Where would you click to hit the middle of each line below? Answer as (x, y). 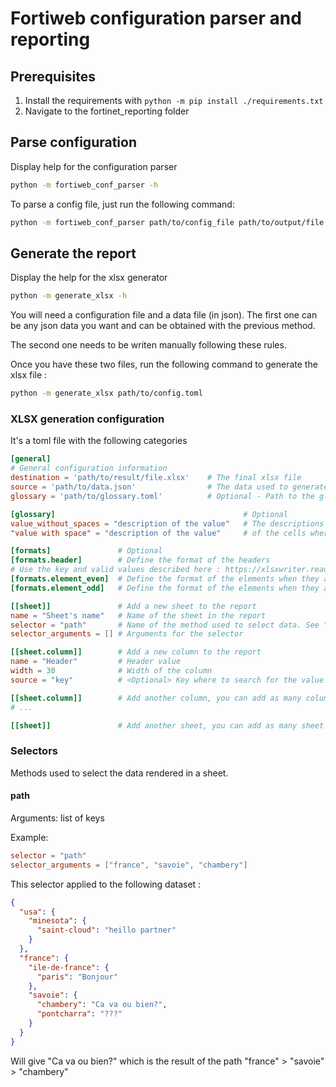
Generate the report (73, 253)
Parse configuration (73, 142)
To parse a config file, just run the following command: (122, 204)
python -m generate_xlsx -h (69, 296)
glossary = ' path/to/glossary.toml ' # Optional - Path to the (162, 496)
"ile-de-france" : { (69, 967)
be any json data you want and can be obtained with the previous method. (163, 326)
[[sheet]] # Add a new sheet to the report (133, 606)
